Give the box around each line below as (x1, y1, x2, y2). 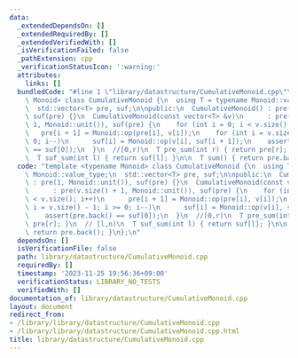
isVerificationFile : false (17, 244, 117, 253)
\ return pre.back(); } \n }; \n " (25, 227, 141, 236)
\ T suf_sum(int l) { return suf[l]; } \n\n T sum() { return (25, 153, 264, 163)
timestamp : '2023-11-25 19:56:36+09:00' (17, 269, 169, 278)
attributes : (17, 71, 62, 80)
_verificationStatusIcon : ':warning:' (17, 63, 161, 72)
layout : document (9, 302, 74, 311)
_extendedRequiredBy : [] (17, 29, 109, 38)
